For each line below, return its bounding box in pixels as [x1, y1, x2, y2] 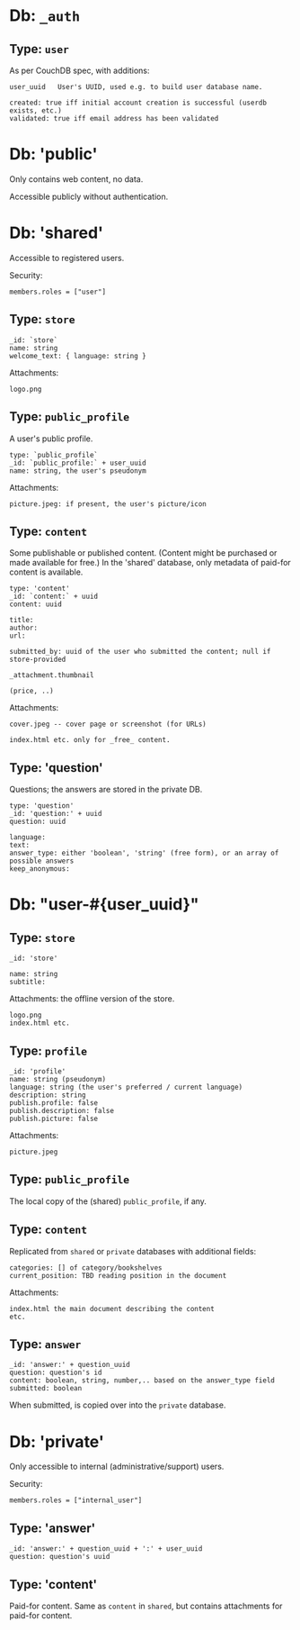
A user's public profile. [9, 433, 93, 444]
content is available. [9, 566, 84, 577]
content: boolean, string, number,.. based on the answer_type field [9, 1376, 276, 1385]
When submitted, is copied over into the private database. [9, 1399, 226, 1410]
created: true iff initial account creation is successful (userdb [9, 98, 268, 107]
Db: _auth [9, 5, 81, 26]
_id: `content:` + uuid [9, 592, 99, 602]
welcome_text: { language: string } [9, 351, 146, 360]
